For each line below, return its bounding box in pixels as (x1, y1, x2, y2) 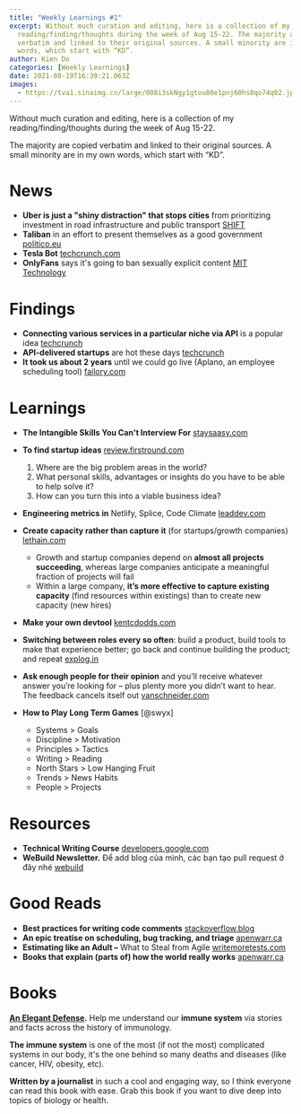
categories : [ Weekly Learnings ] (9, 64, 130, 73)
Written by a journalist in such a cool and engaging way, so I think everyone (9, 1076, 292, 1087)
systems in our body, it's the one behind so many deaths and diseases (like (9, 1049, 287, 1060)
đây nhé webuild (21, 862, 84, 873)
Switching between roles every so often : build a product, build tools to (21, 635, 287, 645)
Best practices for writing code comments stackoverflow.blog (21, 923, 255, 934)
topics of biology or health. (9, 1095, 109, 1106)
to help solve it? (35, 481, 94, 492)
